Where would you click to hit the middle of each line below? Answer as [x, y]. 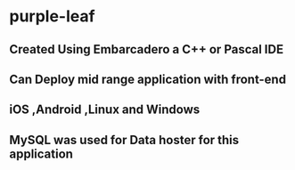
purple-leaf [52, 16]
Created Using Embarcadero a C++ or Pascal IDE [146, 49]
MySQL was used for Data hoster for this [124, 140]
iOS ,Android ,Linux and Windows [105, 110]
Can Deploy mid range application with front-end [148, 79]
